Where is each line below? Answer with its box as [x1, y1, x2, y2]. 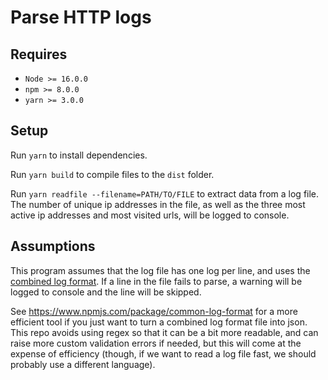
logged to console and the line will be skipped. [10, 286, 202, 298]
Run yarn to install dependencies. [10, 149, 148, 161]
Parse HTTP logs [10, 6, 152, 29]
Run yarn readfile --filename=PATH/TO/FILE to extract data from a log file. [10, 187, 320, 200]
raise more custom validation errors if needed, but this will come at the [10, 337, 302, 349]
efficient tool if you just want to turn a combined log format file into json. [10, 316, 308, 328]
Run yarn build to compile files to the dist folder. [10, 168, 215, 180]
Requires [10, 46, 68, 63]
